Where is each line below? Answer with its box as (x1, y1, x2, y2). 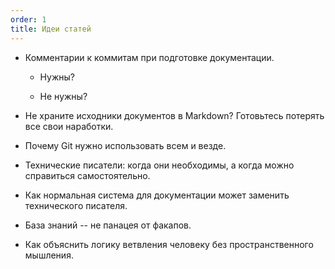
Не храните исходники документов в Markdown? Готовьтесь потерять (24, 109, 325, 121)
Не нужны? (39, 90, 88, 102)
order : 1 (10, 14, 47, 25)
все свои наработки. (24, 120, 114, 132)
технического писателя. (24, 199, 128, 211)
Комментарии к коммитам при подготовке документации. (24, 51, 275, 63)
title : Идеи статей (10, 24, 92, 34)
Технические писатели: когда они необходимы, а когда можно (24, 159, 295, 171)
